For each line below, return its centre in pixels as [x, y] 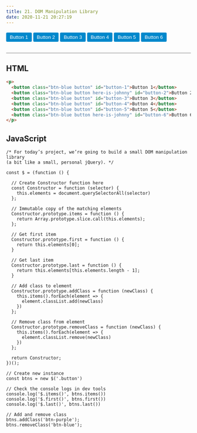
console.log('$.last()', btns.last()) [53, 404]
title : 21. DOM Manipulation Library [52, 11]
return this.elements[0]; [48, 245]
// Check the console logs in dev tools [56, 389]
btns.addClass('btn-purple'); [43, 420]
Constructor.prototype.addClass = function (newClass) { [82, 291]
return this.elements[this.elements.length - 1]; [79, 271]
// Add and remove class [36, 415]
